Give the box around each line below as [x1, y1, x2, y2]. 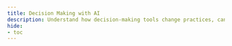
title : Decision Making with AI [7, 9, 100, 17]
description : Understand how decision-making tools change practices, [7, 16, 215, 23]
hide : [7, 22, 23, 29]
